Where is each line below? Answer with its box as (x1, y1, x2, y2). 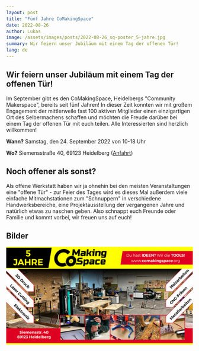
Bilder (6, 231, 28, 241)
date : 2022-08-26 (6, 22, 49, 28)
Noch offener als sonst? (6, 167, 97, 177)
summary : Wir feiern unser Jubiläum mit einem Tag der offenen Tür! (6, 41, 179, 47)
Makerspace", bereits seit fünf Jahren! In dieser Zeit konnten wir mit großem (6, 101, 192, 108)
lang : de (6, 47, 28, 53)
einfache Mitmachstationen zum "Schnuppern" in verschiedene (6, 194, 162, 202)
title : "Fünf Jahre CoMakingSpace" (6, 15, 94, 22)
